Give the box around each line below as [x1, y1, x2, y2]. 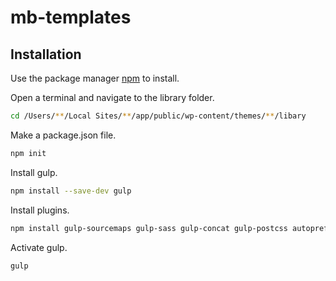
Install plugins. [10, 204, 70, 216]
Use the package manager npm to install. [10, 72, 180, 84]
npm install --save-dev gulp [10, 186, 132, 196]
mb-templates [10, 6, 132, 29]
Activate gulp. [10, 241, 68, 253]
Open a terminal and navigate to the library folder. [10, 92, 215, 103]
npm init [10, 148, 47, 158]
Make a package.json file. [10, 129, 117, 141]
